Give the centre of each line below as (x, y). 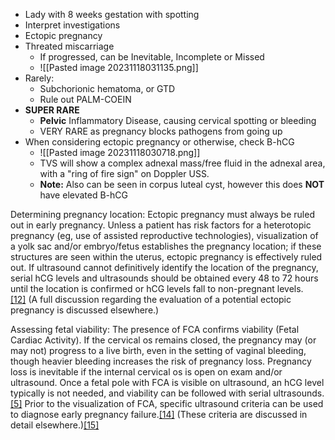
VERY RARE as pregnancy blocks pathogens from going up (161, 131)
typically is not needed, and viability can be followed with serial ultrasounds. (167, 393)
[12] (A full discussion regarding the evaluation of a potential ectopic (151, 299)
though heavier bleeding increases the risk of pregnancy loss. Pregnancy (161, 361)
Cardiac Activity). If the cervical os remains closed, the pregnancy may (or (163, 340)
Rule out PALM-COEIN (85, 99)
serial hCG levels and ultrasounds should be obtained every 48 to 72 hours (164, 278)
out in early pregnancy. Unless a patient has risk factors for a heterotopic (161, 225)
